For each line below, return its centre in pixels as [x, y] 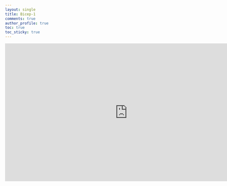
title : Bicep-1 [20, 14]
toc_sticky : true [23, 32]
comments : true [20, 19]
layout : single [20, 9]
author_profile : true [27, 23]
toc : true [15, 28]
